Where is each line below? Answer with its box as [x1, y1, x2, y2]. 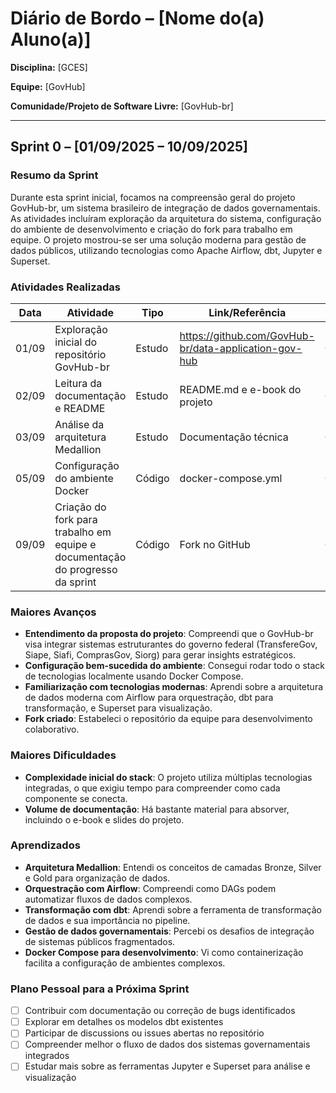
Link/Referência [208, 305, 287, 319]
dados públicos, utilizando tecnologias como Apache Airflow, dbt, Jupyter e [10, 244, 323, 256]
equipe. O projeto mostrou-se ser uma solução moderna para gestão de [10, 233, 307, 246]
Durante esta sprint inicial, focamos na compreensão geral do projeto [10, 191, 296, 203]
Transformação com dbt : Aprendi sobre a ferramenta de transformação [24, 903, 322, 916]
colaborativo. [24, 723, 80, 736]
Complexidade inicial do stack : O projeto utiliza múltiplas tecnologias [24, 771, 313, 783]
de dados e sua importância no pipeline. [24, 914, 191, 926]
